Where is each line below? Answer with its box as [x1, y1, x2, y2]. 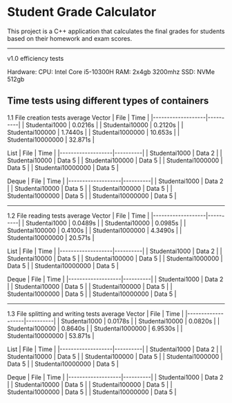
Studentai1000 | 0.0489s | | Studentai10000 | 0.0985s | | [25, 218, 186, 227]
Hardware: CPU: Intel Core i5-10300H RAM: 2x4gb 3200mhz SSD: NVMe [7, 67, 215, 76]
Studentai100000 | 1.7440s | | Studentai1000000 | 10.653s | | [7, 128, 180, 136]
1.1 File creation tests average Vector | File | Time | [7, 113, 150, 122]
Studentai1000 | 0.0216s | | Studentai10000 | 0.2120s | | [25, 120, 184, 129]
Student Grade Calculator [7, 4, 157, 20]
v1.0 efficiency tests [7, 54, 64, 62]
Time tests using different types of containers [7, 95, 209, 107]
